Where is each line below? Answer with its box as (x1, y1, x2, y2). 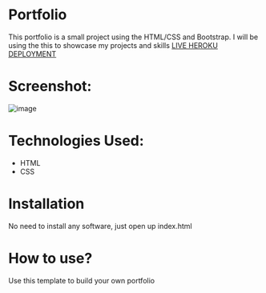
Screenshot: (8, 78, 92, 95)
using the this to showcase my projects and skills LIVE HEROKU (8, 40, 219, 50)
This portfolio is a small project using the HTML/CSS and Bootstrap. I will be (8, 32, 259, 42)
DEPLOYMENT (8, 49, 57, 58)
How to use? (8, 249, 93, 267)
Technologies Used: (8, 132, 144, 150)
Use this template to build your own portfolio (8, 275, 155, 285)
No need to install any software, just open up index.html (8, 221, 192, 231)
